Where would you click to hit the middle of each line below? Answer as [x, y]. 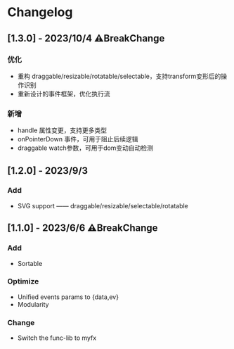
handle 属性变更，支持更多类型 [62, 130]
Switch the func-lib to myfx [57, 338]
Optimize [23, 281]
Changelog [40, 12]
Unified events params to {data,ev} [68, 297]
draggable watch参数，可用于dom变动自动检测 [85, 148]
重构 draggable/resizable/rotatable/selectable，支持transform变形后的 [119, 76]
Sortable [30, 263]
